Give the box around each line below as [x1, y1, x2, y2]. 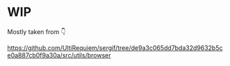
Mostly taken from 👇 [7, 27, 66, 35]
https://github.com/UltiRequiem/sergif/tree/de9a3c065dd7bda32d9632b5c [7, 43, 223, 52]
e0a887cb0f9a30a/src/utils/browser [7, 51, 111, 59]
